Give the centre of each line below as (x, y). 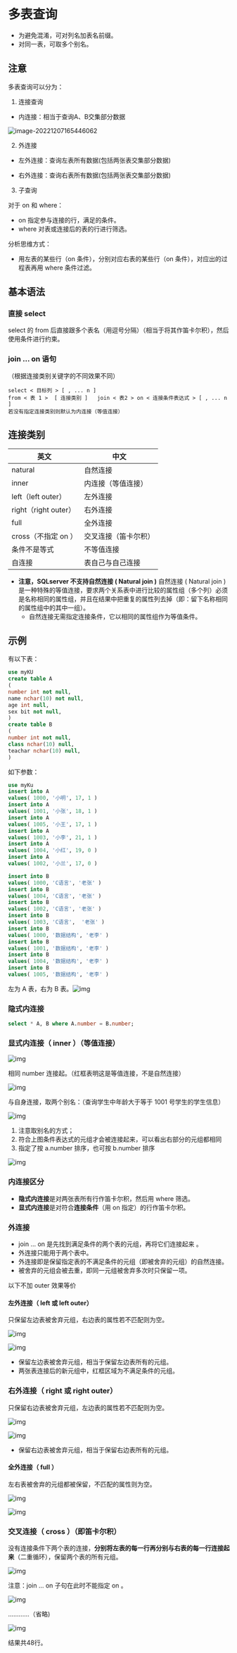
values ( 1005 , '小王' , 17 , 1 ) (53, 824)
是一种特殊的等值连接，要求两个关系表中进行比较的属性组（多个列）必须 (123, 590)
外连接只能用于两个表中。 (55, 1253)
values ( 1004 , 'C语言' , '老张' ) (55, 896)
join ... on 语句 (32, 359)
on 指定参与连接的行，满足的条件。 (69, 220)
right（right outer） (44, 510)
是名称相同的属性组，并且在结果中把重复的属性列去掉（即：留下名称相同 (123, 598)
